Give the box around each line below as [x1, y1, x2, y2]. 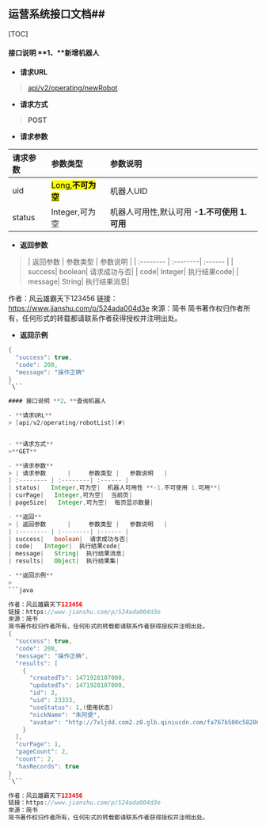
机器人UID [109, 185, 148, 197]
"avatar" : [28, 718, 62, 727]
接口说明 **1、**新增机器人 [8, 48, 100, 58]
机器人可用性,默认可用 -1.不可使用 [109, 207, 238, 218]
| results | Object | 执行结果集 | [8, 557, 120, 565]
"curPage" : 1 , [15, 740, 62, 749]
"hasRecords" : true [15, 762, 80, 770]
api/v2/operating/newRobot [27, 83, 118, 93]
